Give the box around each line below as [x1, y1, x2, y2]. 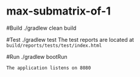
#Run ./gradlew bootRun [6, 53, 68, 60]
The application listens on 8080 [6, 65, 91, 71]
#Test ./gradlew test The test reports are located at [6, 36, 135, 43]
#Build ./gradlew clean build [6, 24, 77, 32]
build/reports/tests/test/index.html [6, 42, 102, 49]
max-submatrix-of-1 [6, 4, 111, 18]
